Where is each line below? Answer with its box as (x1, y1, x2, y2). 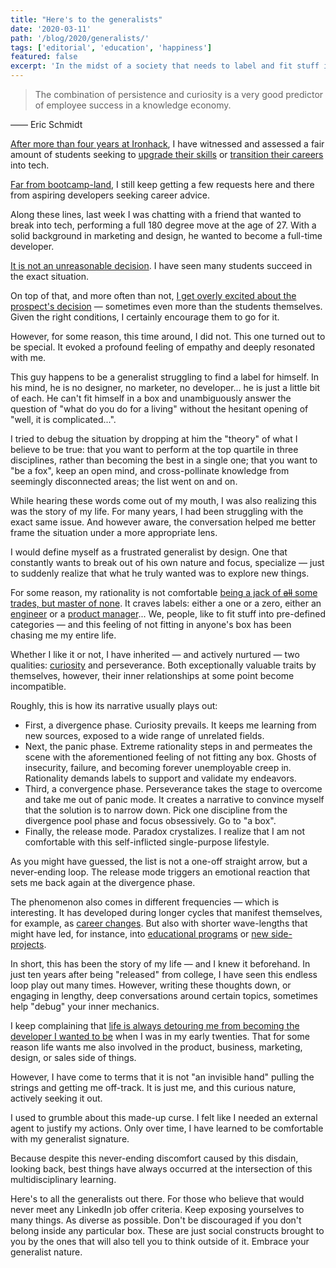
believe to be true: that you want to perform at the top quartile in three (10, 444, 299, 455)
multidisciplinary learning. (10, 1174, 117, 1185)
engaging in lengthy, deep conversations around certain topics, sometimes (10, 990, 318, 1001)
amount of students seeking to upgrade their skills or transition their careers (10, 149, 324, 160)
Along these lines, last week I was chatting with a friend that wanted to (10, 209, 302, 220)
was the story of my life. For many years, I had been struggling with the (10, 506, 304, 517)
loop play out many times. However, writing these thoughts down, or (10, 979, 292, 991)
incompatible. (10, 681, 67, 692)
